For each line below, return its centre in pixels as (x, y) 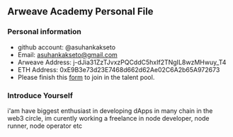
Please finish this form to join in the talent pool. (86, 77)
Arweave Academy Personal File (80, 12)
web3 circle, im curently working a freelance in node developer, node (109, 118)
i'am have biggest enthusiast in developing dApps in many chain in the (110, 111)
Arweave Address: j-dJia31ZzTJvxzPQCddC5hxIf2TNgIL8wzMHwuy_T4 (122, 62)
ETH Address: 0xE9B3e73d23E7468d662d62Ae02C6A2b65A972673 (119, 69)
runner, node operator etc (45, 126)
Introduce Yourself (40, 95)
